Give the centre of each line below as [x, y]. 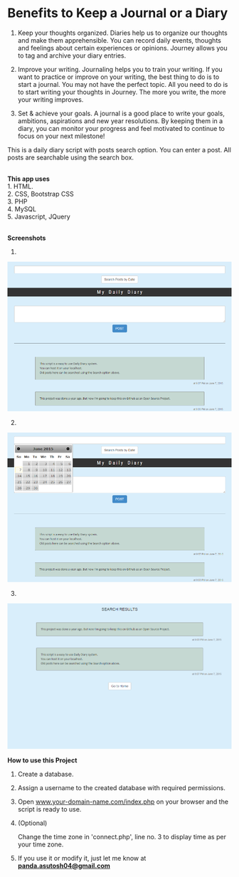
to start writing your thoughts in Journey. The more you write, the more [122, 92]
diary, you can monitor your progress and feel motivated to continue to [121, 128]
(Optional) [32, 823]
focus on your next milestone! [61, 136]
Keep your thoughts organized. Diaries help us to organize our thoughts [122, 33]
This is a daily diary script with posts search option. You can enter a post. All [119, 149]
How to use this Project [42, 760]
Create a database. [46, 774]
